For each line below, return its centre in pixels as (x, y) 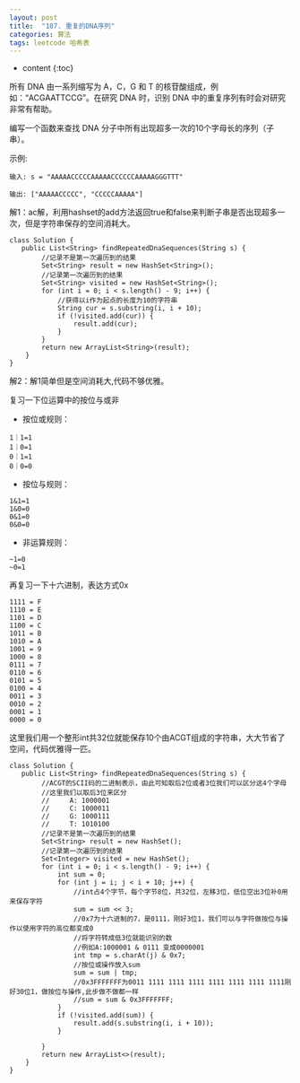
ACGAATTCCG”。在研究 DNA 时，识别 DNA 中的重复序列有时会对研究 (157, 98)
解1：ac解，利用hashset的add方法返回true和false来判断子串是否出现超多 (143, 213)
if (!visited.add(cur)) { (105, 316)
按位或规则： (46, 419)
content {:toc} (48, 68)
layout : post (34, 17)
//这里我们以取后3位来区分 (84, 793)
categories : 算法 (40, 34)
